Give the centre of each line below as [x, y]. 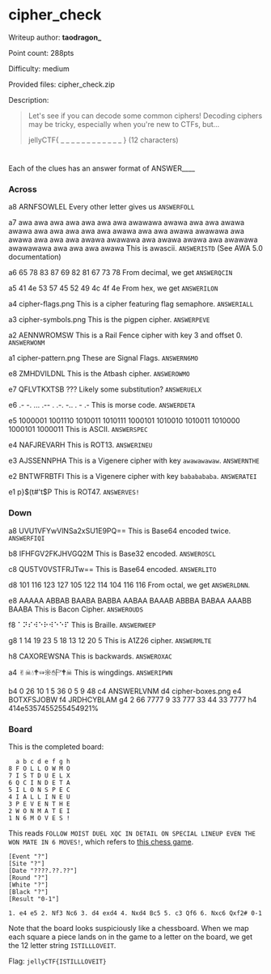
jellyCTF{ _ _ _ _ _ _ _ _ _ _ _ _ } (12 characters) [104, 140]
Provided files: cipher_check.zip [61, 84]
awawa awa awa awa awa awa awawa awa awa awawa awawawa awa [127, 231]
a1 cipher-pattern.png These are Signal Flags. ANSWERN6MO [103, 358]
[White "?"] [28, 885]
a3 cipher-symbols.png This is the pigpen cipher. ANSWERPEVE [109, 320]
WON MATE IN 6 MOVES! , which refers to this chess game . [101, 842]
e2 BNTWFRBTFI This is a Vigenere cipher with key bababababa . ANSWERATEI [133, 476]
